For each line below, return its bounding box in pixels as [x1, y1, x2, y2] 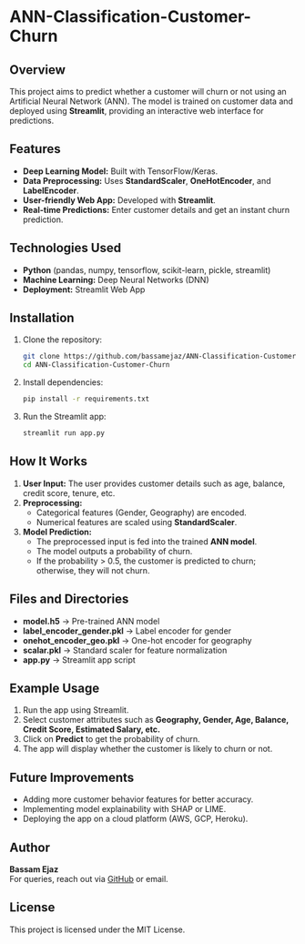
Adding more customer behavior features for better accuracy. [22, 794, 254, 805]
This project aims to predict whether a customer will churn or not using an [9, 86, 287, 96]
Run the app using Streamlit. [22, 705, 129, 716]
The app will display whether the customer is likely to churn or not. [22, 744, 273, 755]
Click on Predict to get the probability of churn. [22, 734, 200, 745]
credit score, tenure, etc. [22, 487, 116, 498]
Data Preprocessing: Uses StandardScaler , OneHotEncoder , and [22, 175, 271, 186]
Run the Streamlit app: [22, 411, 107, 422]
